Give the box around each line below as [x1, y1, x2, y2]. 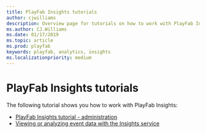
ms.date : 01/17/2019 [6, 32, 59, 38]
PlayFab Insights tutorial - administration [15, 113, 118, 120]
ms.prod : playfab [6, 44, 51, 50]
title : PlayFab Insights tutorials [6, 9, 97, 15]
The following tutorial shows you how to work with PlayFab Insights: [6, 101, 178, 108]
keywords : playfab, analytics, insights [6, 49, 112, 55]
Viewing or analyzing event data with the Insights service [15, 120, 160, 127]
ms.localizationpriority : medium [6, 55, 92, 61]
